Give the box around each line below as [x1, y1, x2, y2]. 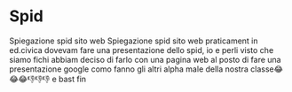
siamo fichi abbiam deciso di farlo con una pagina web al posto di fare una [9, 54, 281, 65]
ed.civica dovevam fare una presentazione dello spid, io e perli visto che [9, 44, 274, 55]
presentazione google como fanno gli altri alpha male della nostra [9, 64, 249, 74]
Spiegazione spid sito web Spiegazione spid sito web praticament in [9, 35, 259, 46]
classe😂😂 [249, 64, 284, 74]
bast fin [59, 73, 87, 84]
